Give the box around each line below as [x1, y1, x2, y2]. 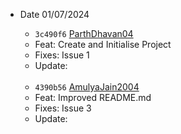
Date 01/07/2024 [19, 9, 90, 20]
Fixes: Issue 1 [34, 49, 90, 61]
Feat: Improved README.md [34, 92, 152, 103]
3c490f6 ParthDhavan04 [34, 28, 134, 39]
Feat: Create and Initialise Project [34, 39, 172, 50]
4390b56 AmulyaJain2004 [34, 81, 140, 93]
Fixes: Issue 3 [34, 102, 92, 114]
